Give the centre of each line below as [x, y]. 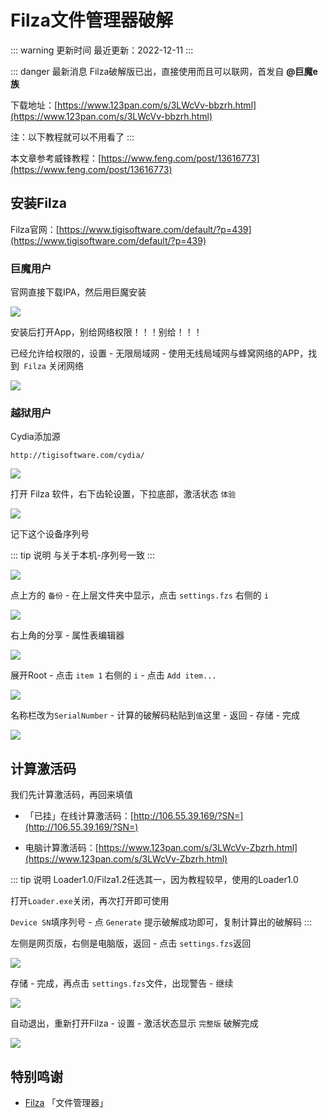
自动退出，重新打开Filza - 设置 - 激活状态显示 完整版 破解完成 [134, 1023]
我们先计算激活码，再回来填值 [71, 795]
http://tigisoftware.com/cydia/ [77, 456]
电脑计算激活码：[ [61, 848]
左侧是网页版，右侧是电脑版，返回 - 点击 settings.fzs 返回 [131, 943]
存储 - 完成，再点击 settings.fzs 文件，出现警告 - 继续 [122, 983]
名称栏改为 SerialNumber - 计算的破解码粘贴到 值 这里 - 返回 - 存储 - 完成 [155, 715]
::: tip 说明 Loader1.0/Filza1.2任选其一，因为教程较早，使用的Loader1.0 [154, 880]
